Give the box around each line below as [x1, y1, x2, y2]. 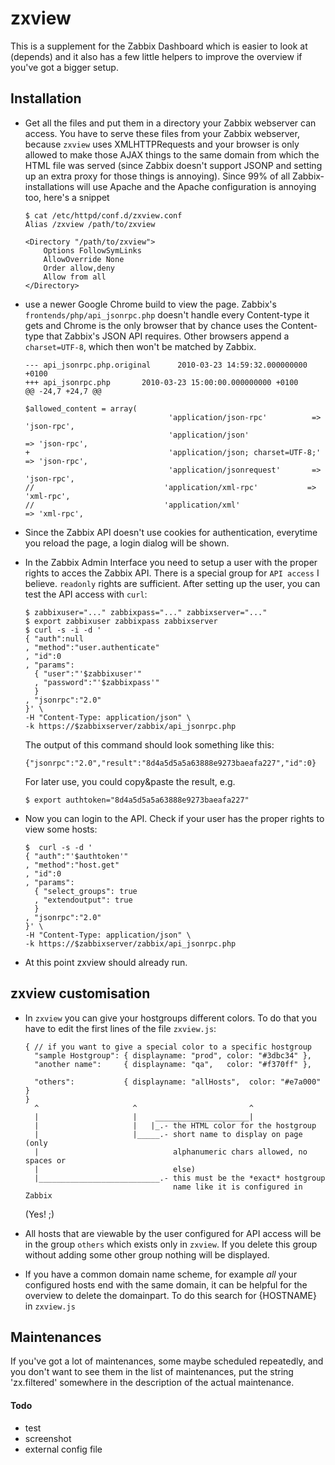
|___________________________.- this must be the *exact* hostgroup [34, 1173, 326, 1183]
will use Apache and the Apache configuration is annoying [76, 180, 317, 192]
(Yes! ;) [24, 1208, 55, 1220]
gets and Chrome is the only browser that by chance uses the [24, 319, 279, 331]
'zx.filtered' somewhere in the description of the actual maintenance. [10, 1377, 295, 1389]
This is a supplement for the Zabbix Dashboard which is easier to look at [10, 40, 308, 52]
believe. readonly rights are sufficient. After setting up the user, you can [24, 577, 321, 589]
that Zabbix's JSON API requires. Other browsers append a [46, 330, 290, 342]
